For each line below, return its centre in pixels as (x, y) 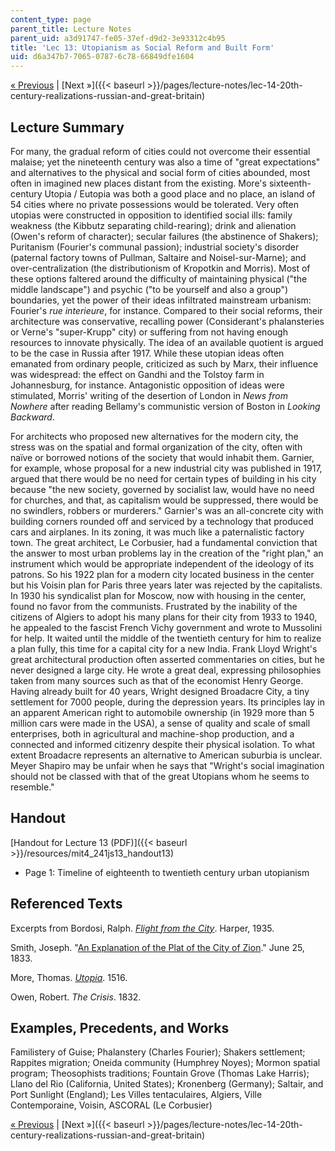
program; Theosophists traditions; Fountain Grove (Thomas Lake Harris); (160, 1073)
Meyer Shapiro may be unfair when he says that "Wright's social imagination (167, 765)
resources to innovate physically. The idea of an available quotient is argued (167, 342)
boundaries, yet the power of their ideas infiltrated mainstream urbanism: (161, 300)
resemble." (32, 787)
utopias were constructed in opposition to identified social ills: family (151, 215)
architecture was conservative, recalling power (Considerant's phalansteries (167, 321)
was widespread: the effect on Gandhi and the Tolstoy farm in (137, 374)
